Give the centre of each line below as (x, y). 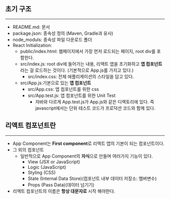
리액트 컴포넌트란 (31, 126)
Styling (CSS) (42, 172)
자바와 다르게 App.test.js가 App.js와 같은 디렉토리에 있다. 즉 (95, 102)
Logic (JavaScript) (47, 167)
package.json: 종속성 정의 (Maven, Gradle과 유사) (63, 33)
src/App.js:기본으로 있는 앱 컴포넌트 (56, 83)
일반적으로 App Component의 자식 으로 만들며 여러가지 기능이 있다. (87, 156)
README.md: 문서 (31, 27)
